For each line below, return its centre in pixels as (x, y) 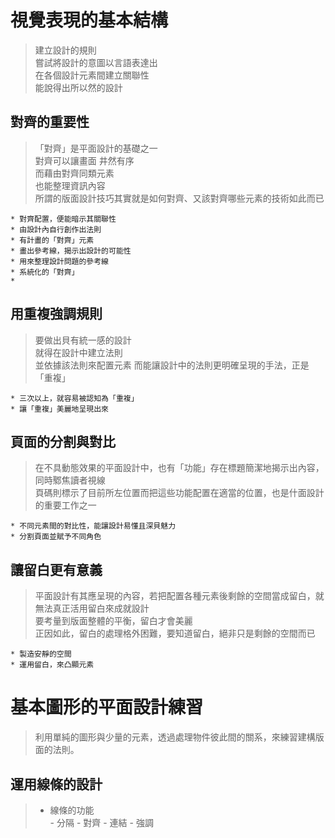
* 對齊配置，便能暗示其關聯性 (63, 219)
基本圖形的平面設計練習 (107, 707)
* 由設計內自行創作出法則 (56, 229)
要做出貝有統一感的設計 (83, 340)
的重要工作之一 (65, 505)
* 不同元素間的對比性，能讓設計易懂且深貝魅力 (93, 526)
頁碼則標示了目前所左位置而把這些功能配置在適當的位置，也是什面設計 (179, 493)
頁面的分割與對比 (63, 441)
